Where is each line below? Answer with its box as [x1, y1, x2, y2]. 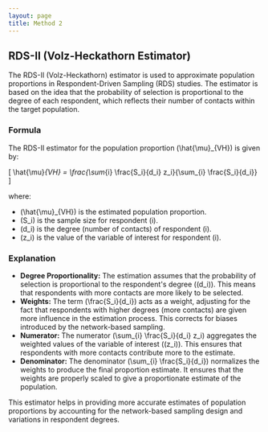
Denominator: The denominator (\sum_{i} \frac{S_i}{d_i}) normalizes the [19, 356, 260, 366]
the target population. [8, 105, 80, 114]
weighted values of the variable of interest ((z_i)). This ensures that [19, 339, 242, 348]
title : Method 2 [8, 19, 63, 27]
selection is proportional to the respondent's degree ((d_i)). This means [19, 279, 256, 289]
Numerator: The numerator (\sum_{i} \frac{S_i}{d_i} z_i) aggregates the [19, 331, 257, 340]
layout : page [8, 11, 52, 20]
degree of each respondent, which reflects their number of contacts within [8, 96, 255, 105]
